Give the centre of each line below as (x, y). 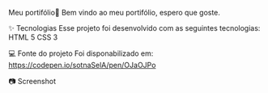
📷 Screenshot (32, 81)
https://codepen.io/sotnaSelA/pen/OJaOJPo (82, 65)
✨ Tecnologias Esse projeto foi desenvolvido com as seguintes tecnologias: (134, 28)
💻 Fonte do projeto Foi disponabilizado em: (81, 53)
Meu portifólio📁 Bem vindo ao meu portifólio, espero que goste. (115, 13)
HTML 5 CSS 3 (33, 37)
